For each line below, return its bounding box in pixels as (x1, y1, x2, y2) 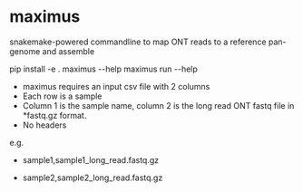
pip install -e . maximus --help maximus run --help (9, 63, 198, 74)
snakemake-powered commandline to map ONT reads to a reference (9, 36, 267, 47)
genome (9, 45, 41, 56)
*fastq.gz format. (22, 110, 87, 120)
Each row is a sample (22, 91, 103, 101)
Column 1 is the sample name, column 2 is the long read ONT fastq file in (22, 100, 295, 110)
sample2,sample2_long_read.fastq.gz (22, 172, 163, 183)
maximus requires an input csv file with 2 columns (22, 81, 210, 91)
